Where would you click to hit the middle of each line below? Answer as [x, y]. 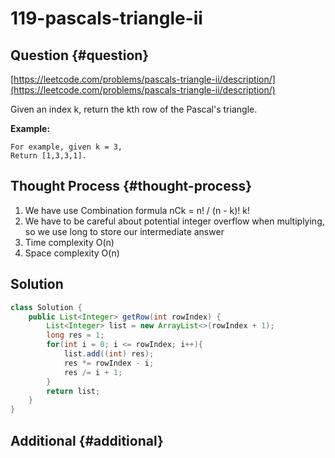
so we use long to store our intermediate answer [124, 231]
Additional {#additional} [87, 440]
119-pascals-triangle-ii [106, 18]
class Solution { [46, 307]
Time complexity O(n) [69, 242]
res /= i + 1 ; [93, 372]
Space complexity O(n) [72, 253]
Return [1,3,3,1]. [48, 156]
